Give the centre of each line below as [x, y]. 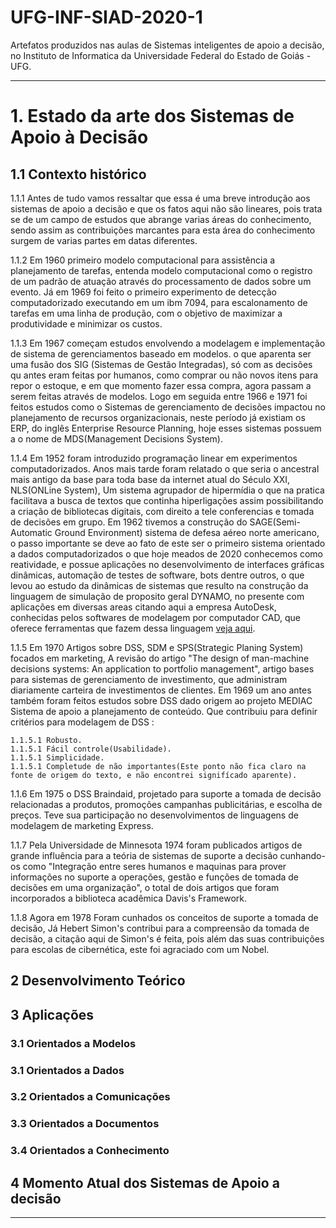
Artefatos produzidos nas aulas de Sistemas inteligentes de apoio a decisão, [167, 45]
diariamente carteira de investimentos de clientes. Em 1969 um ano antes [161, 690]
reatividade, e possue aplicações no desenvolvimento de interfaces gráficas [167, 564]
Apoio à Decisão [79, 137]
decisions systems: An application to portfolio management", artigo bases [162, 668]
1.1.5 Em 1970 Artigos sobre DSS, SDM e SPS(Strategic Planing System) [157, 647]
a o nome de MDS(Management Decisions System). [116, 438]
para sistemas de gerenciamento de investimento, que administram [149, 679]
